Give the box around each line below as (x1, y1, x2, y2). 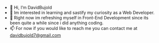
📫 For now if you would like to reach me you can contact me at (9, 26, 138, 31)
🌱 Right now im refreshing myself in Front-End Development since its (9, 15, 149, 20)
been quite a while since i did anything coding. (9, 20, 104, 26)
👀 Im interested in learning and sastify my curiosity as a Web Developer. (9, 10, 155, 15)
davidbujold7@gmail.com (9, 32, 61, 38)
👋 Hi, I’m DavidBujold (9, 5, 52, 10)
